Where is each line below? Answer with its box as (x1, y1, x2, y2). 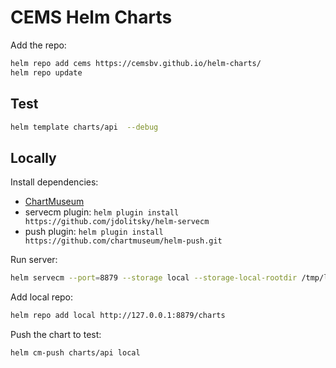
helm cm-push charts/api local (10, 347, 141, 358)
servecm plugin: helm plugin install (24, 206, 180, 218)
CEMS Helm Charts (10, 6, 173, 29)
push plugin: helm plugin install (24, 226, 164, 238)
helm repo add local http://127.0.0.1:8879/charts (10, 311, 226, 321)
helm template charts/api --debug (10, 122, 159, 132)
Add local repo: (10, 291, 74, 303)
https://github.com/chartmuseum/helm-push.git (24, 236, 223, 246)
